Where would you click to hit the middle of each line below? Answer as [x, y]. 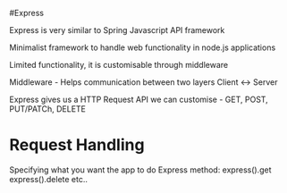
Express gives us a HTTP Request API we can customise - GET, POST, [139, 99]
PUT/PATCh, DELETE [48, 109]
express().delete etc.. [48, 179]
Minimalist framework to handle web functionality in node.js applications [143, 47]
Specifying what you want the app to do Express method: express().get [140, 170]
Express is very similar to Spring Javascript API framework [117, 30]
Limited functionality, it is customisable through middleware [119, 65]
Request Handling [77, 145]
